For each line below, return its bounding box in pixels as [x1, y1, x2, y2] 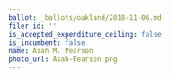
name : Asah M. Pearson [8, 47, 94, 56]
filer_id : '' [8, 22, 58, 30]
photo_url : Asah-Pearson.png [8, 55, 118, 64]
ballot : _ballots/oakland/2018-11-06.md [8, 13, 163, 22]
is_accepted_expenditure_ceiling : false [8, 30, 163, 39]
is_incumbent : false [8, 38, 86, 48]
